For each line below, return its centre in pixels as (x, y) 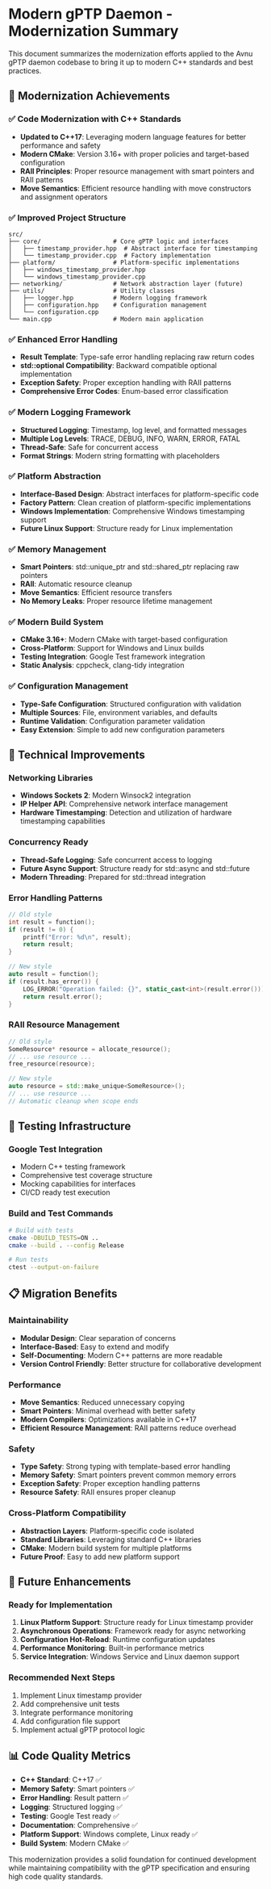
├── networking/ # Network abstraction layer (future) (126, 283)
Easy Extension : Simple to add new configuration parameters (122, 729)
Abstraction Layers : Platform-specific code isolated (107, 1531)
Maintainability (38, 1321)
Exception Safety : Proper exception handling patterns (110, 1484)
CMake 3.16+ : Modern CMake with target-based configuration (124, 639)
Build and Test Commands (61, 1213)
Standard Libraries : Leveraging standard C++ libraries (110, 1539)
